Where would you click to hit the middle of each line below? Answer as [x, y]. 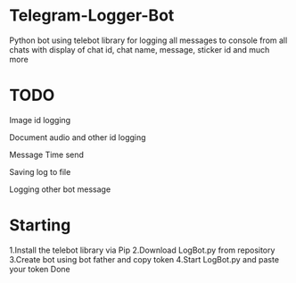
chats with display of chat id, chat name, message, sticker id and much [140, 49]
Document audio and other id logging [78, 137]
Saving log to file [40, 171]
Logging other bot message [60, 189]
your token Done [40, 269]
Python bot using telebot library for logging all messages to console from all [148, 40]
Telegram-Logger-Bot [92, 16]
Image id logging [40, 120]
